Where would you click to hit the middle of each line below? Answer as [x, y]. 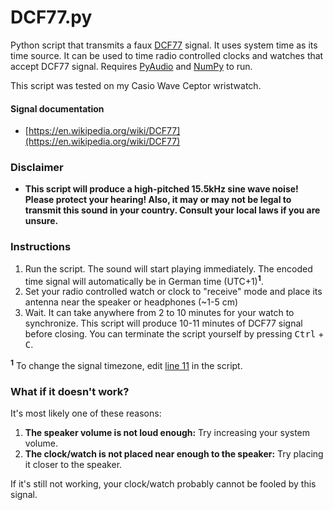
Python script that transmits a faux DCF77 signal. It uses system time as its [164, 45]
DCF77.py [51, 17]
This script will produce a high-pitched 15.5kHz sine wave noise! [161, 189]
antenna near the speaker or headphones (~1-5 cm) [131, 302]
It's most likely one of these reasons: [86, 413]
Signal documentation [57, 108]
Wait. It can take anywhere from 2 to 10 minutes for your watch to [159, 313]
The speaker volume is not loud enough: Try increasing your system [167, 433]
